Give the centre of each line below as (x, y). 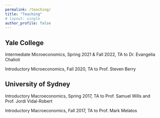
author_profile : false (28, 23)
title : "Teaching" (24, 14)
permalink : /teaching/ (28, 9)
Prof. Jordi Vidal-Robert (29, 101)
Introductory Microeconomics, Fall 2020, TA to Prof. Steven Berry (71, 69)
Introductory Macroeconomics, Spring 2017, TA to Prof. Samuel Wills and (78, 96)
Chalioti (13, 60)
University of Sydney (38, 84)
